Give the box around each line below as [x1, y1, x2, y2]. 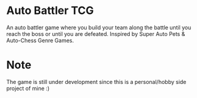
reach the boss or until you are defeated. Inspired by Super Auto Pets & [6, 30, 185, 37]
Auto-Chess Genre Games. [6, 37, 74, 44]
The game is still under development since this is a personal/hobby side [6, 78, 187, 85]
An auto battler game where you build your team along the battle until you [6, 24, 192, 31]
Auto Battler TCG [6, 4, 95, 18]
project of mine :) [6, 85, 50, 92]
